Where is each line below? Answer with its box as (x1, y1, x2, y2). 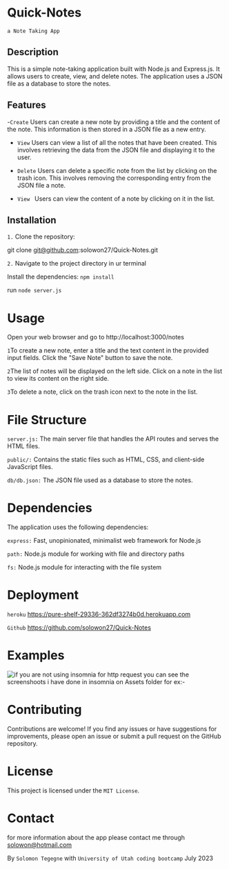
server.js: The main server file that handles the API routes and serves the (7, 434, 219, 443)
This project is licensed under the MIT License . (7, 786, 140, 795)
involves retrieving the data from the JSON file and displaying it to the (17, 146, 215, 154)
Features (7, 99, 46, 111)
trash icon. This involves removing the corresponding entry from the (17, 174, 212, 182)
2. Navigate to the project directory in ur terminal (7, 259, 147, 268)
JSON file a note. (17, 181, 66, 189)
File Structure (7, 412, 87, 428)
